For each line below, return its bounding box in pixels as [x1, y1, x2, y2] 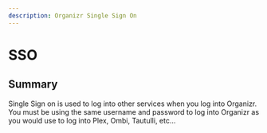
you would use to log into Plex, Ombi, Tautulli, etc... [8, 115, 176, 125]
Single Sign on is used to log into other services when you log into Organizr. [8, 99, 257, 108]
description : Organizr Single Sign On [8, 11, 137, 20]
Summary [8, 77, 58, 92]
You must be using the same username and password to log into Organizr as [8, 107, 260, 116]
